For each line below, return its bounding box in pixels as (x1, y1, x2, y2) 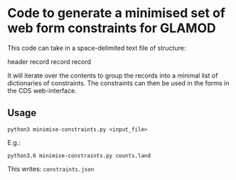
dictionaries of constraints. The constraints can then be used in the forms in (7, 78, 230, 87)
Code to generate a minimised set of (7, 5, 226, 21)
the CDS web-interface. (7, 86, 77, 95)
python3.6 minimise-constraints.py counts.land (7, 152, 151, 159)
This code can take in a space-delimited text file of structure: (7, 43, 186, 52)
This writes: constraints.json (7, 164, 95, 173)
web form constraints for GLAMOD (7, 20, 216, 36)
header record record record (7, 57, 91, 65)
